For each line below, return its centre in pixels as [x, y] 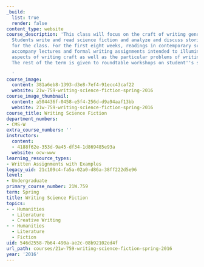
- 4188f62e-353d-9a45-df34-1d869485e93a [63, 147]
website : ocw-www [34, 152]
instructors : [23, 136]
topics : [16, 203]
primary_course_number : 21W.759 [47, 187]
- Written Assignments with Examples [54, 164]
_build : [16, 12]
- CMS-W [16, 124]
